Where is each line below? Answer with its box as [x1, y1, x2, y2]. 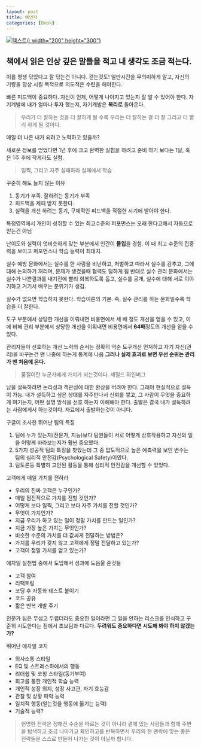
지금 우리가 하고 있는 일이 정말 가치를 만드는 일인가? [14, 517, 136, 524]
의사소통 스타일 [14, 655, 51, 662]
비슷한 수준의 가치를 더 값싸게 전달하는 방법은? [14, 532, 124, 539]
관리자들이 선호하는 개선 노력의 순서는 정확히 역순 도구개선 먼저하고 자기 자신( [6, 343, 187, 351]
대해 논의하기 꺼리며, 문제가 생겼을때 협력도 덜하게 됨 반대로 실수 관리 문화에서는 [6, 267, 193, 275]
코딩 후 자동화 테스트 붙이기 [14, 587, 80, 594]
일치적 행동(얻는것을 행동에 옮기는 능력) [14, 700, 107, 707]
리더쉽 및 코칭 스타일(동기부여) [14, 670, 87, 677]
